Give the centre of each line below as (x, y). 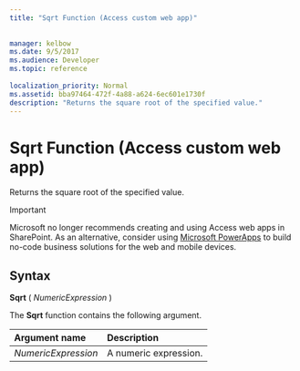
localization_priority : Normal (69, 86)
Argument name (50, 338)
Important (28, 210)
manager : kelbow (40, 43)
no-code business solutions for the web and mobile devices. (123, 247)
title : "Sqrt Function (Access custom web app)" (103, 18)
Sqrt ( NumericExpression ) (61, 298)
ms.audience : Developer (55, 60)
